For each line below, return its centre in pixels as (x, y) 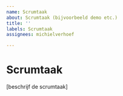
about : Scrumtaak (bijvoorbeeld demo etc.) (62, 18)
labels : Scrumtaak (29, 29)
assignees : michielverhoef (40, 35)
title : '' (19, 23)
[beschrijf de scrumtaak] (37, 87)
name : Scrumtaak (27, 12)
